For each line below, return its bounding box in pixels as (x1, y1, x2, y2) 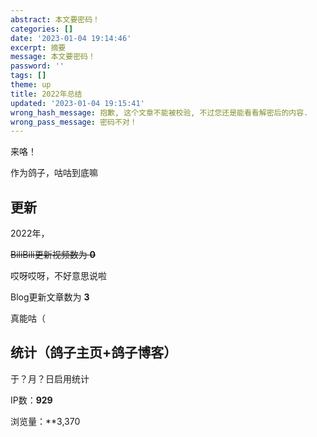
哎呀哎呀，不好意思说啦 (10, 270, 107, 282)
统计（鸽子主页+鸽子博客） (10, 344, 178, 361)
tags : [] (10, 71, 47, 81)
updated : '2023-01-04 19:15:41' (10, 98, 145, 108)
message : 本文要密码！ (10, 52, 96, 62)
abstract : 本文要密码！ (10, 14, 100, 25)
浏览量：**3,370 (10, 415, 81, 427)
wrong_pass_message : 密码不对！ (10, 117, 138, 127)
